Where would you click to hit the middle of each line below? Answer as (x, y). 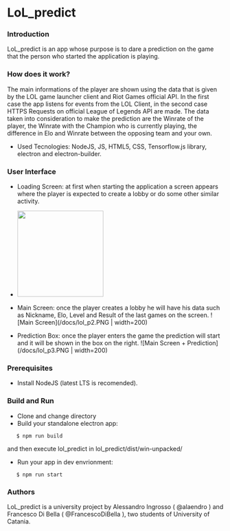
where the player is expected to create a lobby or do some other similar (118, 194)
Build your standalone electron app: (67, 423)
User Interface (32, 171)
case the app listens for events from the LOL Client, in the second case (107, 104)
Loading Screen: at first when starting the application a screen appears (117, 186)
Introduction (28, 34)
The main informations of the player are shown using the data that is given (112, 89)
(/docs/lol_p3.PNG (43, 350)
